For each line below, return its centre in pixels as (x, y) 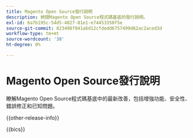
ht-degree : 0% (24, 45)
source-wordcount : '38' (35, 39)
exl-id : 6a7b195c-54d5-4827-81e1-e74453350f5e (64, 23)
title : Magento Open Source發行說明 (49, 12)
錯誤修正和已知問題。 (32, 106)
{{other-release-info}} (33, 118)
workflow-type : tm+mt (33, 34)
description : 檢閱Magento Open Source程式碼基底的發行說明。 (77, 17)
